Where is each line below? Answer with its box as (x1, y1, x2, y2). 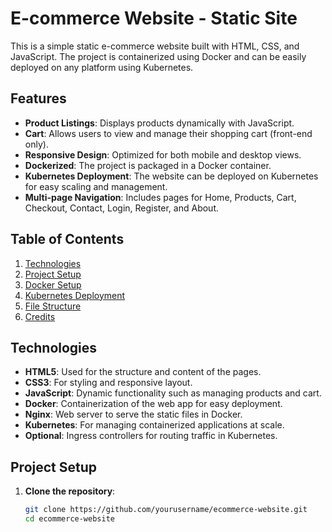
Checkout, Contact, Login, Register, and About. (24, 202, 219, 214)
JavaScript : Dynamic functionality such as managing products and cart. (24, 387, 322, 399)
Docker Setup (24, 278, 82, 291)
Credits (24, 310, 56, 322)
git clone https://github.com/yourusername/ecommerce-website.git (24, 505, 308, 515)
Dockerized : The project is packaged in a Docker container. (24, 159, 272, 171)
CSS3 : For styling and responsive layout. (24, 377, 193, 389)
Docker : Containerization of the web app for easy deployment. (24, 398, 283, 410)
